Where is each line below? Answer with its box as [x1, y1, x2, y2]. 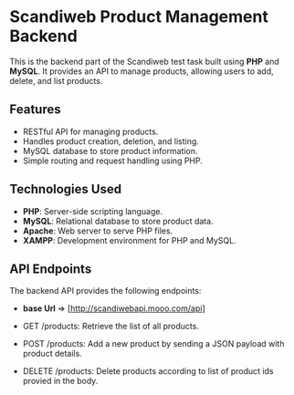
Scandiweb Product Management [9, 6, 269, 27]
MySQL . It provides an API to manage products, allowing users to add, [9, 66, 274, 77]
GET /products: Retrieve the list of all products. [22, 321, 199, 332]
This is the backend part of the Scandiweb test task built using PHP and [9, 56, 280, 67]
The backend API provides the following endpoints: [9, 286, 202, 296]
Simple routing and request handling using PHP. [22, 155, 203, 166]
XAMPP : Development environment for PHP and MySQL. [22, 234, 236, 245]
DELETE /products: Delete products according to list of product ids [22, 366, 274, 377]
